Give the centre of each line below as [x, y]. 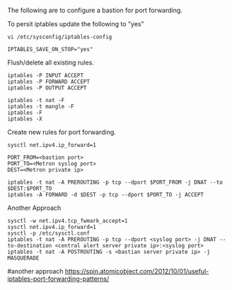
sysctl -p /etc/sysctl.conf [49, 233]
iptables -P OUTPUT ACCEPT [47, 88]
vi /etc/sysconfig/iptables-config [60, 37]
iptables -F [25, 113]
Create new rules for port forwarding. [62, 132]
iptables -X [25, 119]
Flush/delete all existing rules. [51, 62]
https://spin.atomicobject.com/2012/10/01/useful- [137, 271]
